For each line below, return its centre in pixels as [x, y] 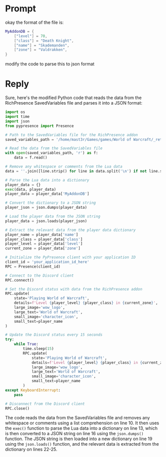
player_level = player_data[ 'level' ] [44, 244]
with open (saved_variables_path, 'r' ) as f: [52, 153]
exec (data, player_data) [31, 189]
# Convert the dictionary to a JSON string [51, 203]
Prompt [21, 9]
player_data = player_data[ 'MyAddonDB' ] [47, 194]
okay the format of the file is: [35, 22]
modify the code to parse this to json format [50, 64]
